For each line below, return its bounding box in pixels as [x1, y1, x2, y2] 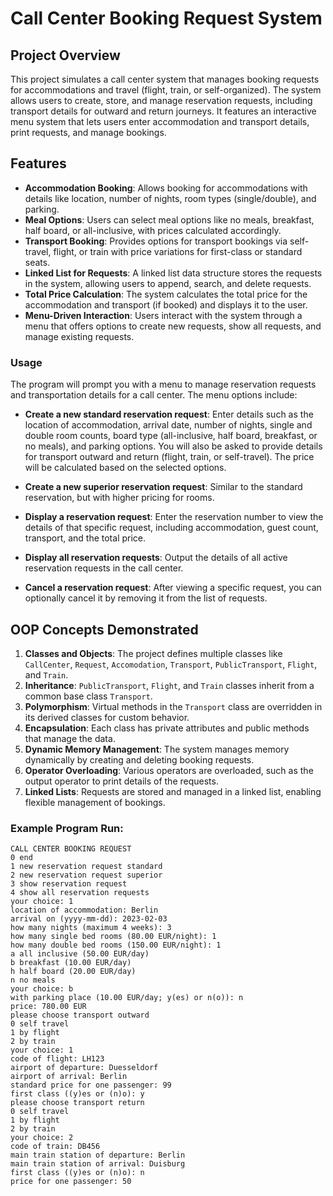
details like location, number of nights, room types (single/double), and [24, 192, 317, 204]
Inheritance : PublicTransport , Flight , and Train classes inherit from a [24, 679, 315, 691]
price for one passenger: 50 [10, 1177, 132, 1187]
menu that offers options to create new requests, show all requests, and [24, 320, 322, 332]
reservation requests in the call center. [24, 562, 184, 574]
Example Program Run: [10, 821, 124, 835]
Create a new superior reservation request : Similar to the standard [24, 481, 303, 493]
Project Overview [10, 47, 121, 64]
